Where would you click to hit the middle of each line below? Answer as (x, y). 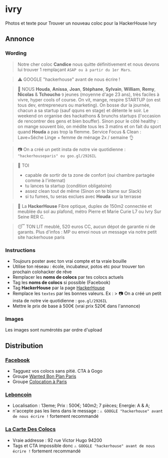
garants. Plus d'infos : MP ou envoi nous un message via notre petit (87, 232)
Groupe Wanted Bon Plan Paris (44, 376)
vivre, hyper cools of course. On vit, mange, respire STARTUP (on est (89, 99)
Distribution (24, 346)
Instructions (21, 250)
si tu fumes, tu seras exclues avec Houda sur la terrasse (83, 196)
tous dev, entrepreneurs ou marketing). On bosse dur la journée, (84, 105)
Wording (16, 53)
